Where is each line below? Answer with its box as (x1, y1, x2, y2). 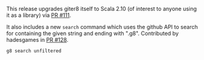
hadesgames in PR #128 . (6, 36, 69, 43)
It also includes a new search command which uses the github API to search (6, 24, 198, 30)
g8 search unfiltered (6, 48, 62, 54)
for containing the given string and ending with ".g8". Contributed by (6, 30, 179, 37)
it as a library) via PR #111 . (6, 12, 72, 19)
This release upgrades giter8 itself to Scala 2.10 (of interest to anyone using (6, 5, 197, 12)
